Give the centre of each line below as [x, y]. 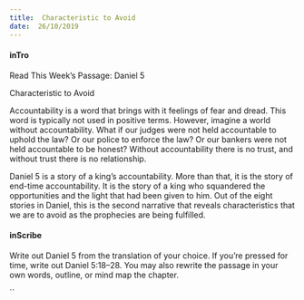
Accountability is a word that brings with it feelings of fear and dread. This [148, 111]
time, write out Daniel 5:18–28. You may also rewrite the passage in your [144, 265]
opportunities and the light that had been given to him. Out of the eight [141, 195]
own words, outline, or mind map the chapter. [94, 275]
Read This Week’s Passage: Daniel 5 [77, 75]
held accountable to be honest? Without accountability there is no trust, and [151, 149]
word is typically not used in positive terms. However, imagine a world [140, 120]
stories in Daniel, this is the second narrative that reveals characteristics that [152, 205]
